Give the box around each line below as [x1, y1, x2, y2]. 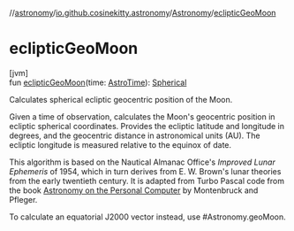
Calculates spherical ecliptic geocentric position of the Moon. [9, 94, 233, 104]
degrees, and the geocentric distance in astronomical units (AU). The [9, 130, 260, 141]
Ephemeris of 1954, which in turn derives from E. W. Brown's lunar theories [9, 166, 282, 176]
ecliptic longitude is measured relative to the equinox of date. [9, 139, 232, 150]
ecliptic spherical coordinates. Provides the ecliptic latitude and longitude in [9, 120, 285, 131]
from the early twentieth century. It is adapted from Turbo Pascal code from [9, 175, 285, 186]
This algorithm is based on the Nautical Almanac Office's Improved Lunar [9, 157, 275, 167]
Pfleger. [9, 194, 38, 204]
